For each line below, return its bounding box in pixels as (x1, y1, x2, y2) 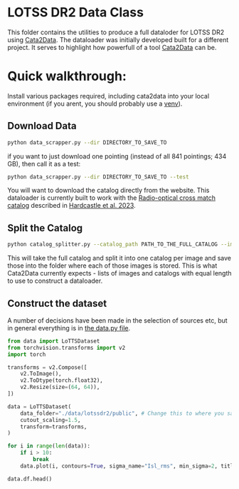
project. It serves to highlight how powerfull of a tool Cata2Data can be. (7, 43, 217, 51)
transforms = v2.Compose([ (7, 363, 87, 371)
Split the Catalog (7, 222, 83, 234)
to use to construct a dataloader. (7, 276, 103, 286)
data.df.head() (7, 475, 53, 483)
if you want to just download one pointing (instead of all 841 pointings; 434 (7, 151, 227, 161)
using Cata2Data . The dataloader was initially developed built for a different (7, 35, 229, 44)
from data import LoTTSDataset (7, 337, 100, 345)
